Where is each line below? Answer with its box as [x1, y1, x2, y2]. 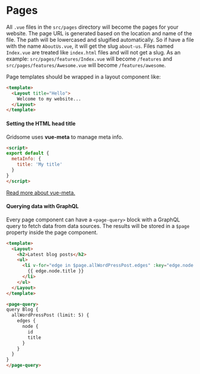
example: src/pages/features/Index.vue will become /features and [6, 55, 173, 62]
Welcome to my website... [17, 96, 82, 102]
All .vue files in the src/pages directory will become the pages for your [6, 23, 179, 31]
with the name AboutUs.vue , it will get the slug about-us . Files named [6, 42, 174, 50]
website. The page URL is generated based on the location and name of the [6, 29, 192, 37]
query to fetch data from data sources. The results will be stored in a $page [6, 222, 190, 229]
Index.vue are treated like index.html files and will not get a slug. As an [6, 48, 181, 56]
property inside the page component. [6, 229, 99, 236]
